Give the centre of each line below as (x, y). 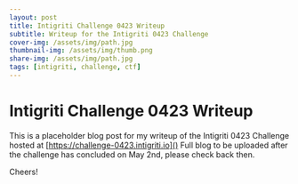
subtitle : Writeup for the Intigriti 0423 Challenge (109, 34)
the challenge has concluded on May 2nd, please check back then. (132, 154)
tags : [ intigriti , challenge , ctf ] (75, 68)
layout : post (33, 17)
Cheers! (24, 172)
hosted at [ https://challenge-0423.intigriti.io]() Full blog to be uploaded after (149, 145)
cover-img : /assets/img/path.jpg (71, 42)
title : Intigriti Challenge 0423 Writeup (87, 26)
